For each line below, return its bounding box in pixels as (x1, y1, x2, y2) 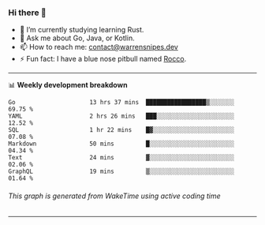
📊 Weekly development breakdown (8, 81, 128, 90)
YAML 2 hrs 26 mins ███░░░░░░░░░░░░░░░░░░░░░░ (8, 112, 235, 121)
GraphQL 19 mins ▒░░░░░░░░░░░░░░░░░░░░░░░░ (8, 167, 235, 176)
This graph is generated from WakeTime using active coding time (8, 191, 221, 201)
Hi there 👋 (8, 7, 47, 18)
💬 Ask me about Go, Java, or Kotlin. (19, 33, 136, 43)
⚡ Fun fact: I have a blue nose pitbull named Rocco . (19, 54, 187, 64)
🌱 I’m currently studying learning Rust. (19, 25, 144, 35)
